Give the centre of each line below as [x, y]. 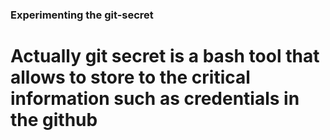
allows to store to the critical [130, 77]
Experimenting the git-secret [82, 15]
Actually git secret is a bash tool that [165, 56]
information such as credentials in [155, 99]
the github [54, 120]
